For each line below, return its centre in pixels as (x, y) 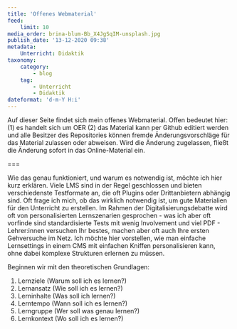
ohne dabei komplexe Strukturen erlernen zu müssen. (86, 253)
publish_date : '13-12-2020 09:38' (59, 41)
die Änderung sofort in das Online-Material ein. (76, 150)
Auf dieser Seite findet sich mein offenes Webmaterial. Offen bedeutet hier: (117, 120)
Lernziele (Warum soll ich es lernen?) (72, 281)
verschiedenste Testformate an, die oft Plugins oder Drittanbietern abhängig (119, 193)
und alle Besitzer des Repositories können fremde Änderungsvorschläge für (118, 135)
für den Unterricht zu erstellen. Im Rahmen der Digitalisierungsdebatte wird (117, 208)
